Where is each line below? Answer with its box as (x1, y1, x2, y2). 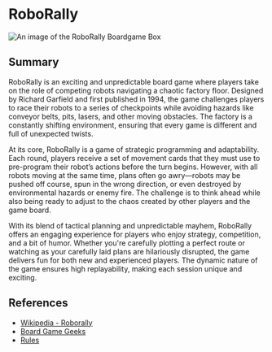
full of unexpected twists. (8, 128, 94, 138)
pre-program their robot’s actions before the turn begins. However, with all (8, 162, 258, 172)
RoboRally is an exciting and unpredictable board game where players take (8, 76, 259, 86)
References (8, 296, 68, 310)
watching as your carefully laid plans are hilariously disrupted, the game (8, 246, 250, 256)
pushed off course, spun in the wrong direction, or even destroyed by (8, 179, 242, 189)
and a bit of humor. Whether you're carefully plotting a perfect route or (8, 237, 246, 248)
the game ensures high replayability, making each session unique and (8, 263, 243, 273)
